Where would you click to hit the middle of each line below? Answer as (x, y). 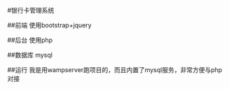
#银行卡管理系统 (31, 10)
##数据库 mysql (30, 55)
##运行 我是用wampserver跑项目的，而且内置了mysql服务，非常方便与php (115, 70)
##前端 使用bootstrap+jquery (50, 25)
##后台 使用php (30, 40)
